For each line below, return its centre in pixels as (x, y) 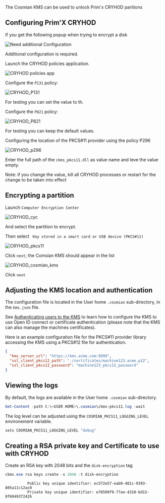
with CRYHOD (27, 453)
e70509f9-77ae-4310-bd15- (123, 492)
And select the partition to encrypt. (41, 226)
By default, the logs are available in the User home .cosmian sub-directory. (81, 397)
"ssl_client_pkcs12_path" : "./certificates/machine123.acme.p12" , (80, 361)
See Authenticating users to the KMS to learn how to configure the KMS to (81, 317)
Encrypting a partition (40, 195)
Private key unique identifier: (60, 492)
